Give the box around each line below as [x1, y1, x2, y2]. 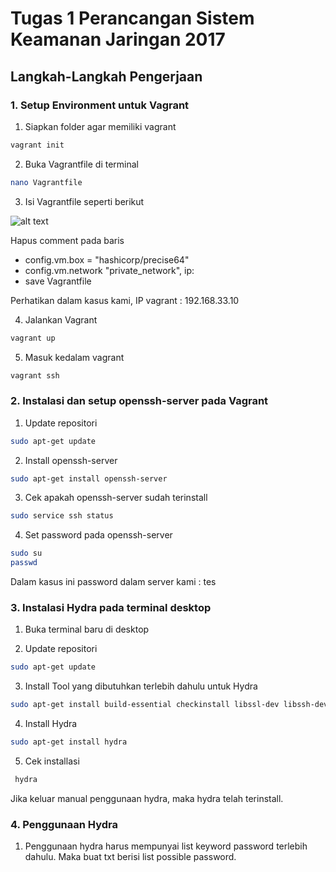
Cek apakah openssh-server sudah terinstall [24, 492, 208, 504]
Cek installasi [24, 755, 80, 767]
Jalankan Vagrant [24, 313, 98, 326]
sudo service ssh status [10, 511, 114, 521]
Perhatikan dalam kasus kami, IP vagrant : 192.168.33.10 [10, 294, 240, 306]
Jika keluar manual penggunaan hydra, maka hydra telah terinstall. [10, 792, 284, 804]
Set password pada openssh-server [24, 529, 173, 541]
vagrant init [10, 140, 65, 150]
